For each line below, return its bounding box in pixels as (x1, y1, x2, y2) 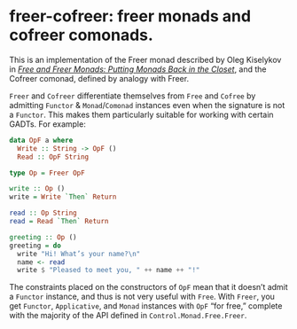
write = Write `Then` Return (9, 192, 117, 201)
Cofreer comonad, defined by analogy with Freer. (9, 73, 189, 83)
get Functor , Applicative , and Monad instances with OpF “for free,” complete (9, 301, 283, 311)
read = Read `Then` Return (9, 217, 109, 226)
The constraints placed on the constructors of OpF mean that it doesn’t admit (9, 282, 288, 293)
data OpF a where (9, 136, 74, 145)
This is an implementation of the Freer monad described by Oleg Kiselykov (9, 54, 282, 65)
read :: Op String (9, 208, 77, 218)
